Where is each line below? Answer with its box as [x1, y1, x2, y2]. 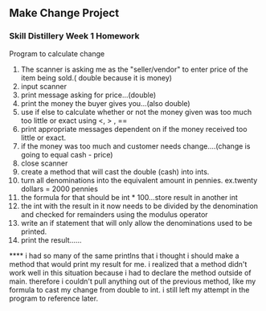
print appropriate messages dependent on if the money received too [20, 124, 248, 133]
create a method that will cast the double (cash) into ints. [20, 166, 210, 176]
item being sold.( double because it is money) [20, 72, 172, 83]
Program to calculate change [9, 48, 105, 59]
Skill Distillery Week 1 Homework [9, 31, 140, 42]
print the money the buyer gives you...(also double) [20, 98, 191, 108]
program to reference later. [9, 293, 99, 303]
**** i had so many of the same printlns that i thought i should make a [9, 251, 239, 260]
